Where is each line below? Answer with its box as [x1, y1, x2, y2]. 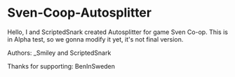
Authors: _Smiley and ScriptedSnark [7, 49, 112, 57]
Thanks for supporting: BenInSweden [7, 62, 116, 70]
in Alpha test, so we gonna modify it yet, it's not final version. [7, 35, 184, 43]
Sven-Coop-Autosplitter [7, 5, 152, 21]
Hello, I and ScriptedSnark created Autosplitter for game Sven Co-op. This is [7, 28, 228, 36]
